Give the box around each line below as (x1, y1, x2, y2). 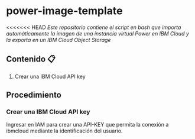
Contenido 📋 (6, 54, 56, 64)
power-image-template (6, 4, 123, 18)
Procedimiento (6, 90, 62, 100)
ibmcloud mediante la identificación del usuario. (6, 127, 123, 134)
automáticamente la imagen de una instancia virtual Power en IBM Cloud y (6, 30, 189, 37)
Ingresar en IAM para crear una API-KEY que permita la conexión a (6, 121, 169, 128)
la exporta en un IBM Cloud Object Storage (6, 36, 111, 43)
